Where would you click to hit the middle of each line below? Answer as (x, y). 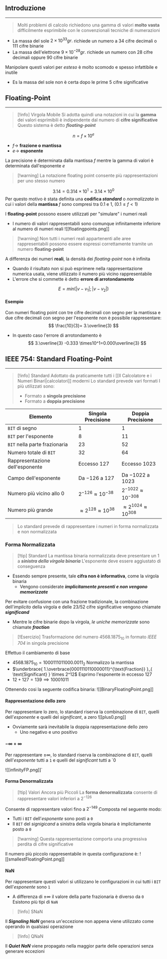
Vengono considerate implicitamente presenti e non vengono (83, 586)
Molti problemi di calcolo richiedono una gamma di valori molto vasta (88, 25)
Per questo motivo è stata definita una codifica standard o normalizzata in (82, 199)
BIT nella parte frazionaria (38, 445)
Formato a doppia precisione (55, 401)
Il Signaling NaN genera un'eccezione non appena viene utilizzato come (80, 922)
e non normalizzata (37, 532)
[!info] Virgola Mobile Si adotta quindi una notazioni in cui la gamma (87, 114)
